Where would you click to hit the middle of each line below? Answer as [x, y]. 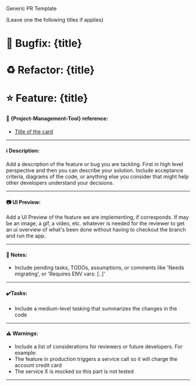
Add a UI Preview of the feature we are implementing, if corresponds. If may [97, 217]
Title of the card [34, 132]
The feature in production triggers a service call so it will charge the [96, 359]
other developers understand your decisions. [60, 182]
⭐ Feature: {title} [47, 98]
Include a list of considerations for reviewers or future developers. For [98, 346]
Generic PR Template [32, 8]
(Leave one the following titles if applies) [55, 20]
